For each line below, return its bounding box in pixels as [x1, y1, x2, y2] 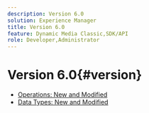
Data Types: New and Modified [17, 98, 109, 107]
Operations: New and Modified [17, 90, 108, 99]
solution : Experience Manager [7, 17, 97, 24]
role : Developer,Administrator [7, 37, 100, 44]
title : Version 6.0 [7, 23, 65, 30]
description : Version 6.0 [7, 10, 84, 18]
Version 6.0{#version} [7, 67, 143, 83]
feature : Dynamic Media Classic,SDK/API [7, 30, 129, 37]
